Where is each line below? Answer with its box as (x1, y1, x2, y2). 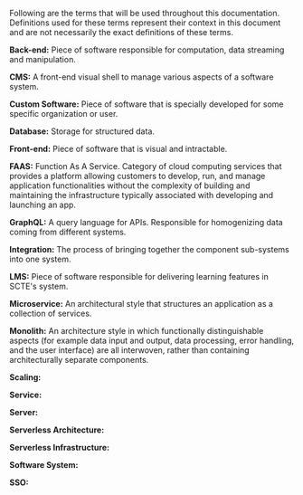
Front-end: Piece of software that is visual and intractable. (9, 144, 228, 154)
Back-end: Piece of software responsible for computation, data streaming (9, 44, 285, 55)
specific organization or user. (9, 109, 118, 119)
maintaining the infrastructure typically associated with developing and (9, 190, 274, 200)
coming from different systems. (9, 226, 127, 237)
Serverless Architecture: (9, 424, 105, 435)
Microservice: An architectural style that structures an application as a (9, 299, 274, 309)
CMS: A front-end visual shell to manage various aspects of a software (9, 71, 274, 82)
